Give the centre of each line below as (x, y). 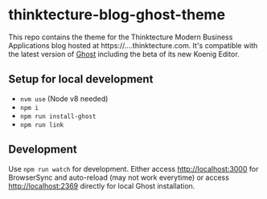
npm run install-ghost (58, 116)
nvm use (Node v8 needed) (64, 99)
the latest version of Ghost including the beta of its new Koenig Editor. (124, 54)
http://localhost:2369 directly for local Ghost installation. (102, 185)
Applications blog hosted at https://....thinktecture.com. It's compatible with (133, 45)
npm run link (42, 125)
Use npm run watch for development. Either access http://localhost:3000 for (133, 169)
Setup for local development (81, 79)
